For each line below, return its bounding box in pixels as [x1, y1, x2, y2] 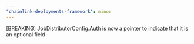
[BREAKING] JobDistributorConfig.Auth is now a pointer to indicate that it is [6, 25, 189, 32]
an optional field [6, 31, 45, 38]
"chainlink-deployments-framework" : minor [6, 8, 112, 15]
